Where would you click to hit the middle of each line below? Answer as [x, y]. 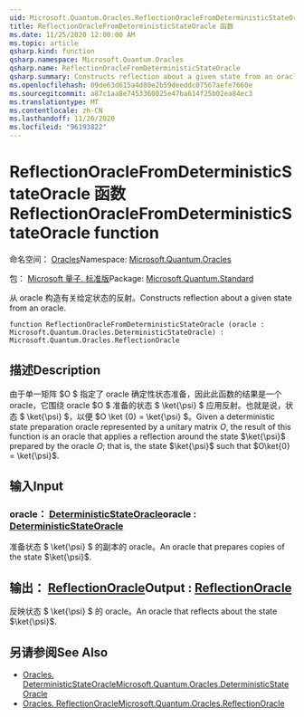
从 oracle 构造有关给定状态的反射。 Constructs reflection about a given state [151, 297]
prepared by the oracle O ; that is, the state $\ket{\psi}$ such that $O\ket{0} [150, 445]
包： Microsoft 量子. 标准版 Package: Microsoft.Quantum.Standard [132, 278]
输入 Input [36, 487]
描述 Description [55, 371]
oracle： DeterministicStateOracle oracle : [103, 514]
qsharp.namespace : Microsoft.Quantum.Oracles [96, 60]
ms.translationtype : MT [54, 102]
